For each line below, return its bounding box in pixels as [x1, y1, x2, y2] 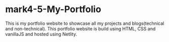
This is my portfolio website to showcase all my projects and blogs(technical [5, 20, 164, 26]
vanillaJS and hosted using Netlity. [5, 31, 77, 37]
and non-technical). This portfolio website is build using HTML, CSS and [5, 25, 156, 31]
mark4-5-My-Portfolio [5, 4, 101, 15]
